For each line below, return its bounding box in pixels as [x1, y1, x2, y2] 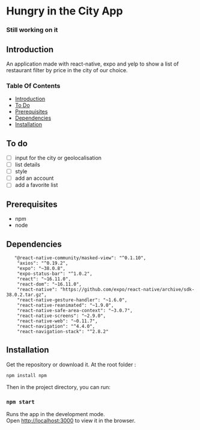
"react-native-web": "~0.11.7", [17, 318, 98, 324]
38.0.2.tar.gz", [6, 292, 47, 298]
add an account [14, 174, 54, 182]
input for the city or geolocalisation [14, 155, 102, 162]
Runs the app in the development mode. [6, 410, 105, 417]
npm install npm [6, 372, 47, 378]
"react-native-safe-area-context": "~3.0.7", [17, 307, 133, 313]
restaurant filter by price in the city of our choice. [6, 66, 128, 73]
